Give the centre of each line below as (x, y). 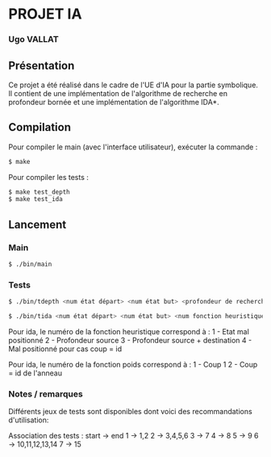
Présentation (42, 65)
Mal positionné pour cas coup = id (65, 349)
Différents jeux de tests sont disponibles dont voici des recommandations (130, 412)
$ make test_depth (39, 192)
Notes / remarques (46, 394)
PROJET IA (45, 14)
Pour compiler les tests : (48, 177)
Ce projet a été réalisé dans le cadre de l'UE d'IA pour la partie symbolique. (133, 85)
